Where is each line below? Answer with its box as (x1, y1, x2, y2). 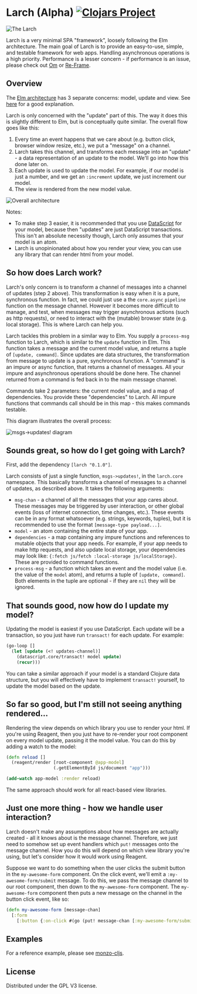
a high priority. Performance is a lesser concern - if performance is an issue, (6, 55, 191, 62)
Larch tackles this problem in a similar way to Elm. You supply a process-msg (6, 332, 189, 339)
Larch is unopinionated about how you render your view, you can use (14, 244, 182, 252)
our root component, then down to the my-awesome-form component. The (6, 883, 181, 890)
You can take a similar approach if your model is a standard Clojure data (6, 670, 180, 677)
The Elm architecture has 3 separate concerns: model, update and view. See (6, 94, 191, 101)
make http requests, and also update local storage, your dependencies (14, 546, 186, 553)
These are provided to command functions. (14, 559, 120, 566)
